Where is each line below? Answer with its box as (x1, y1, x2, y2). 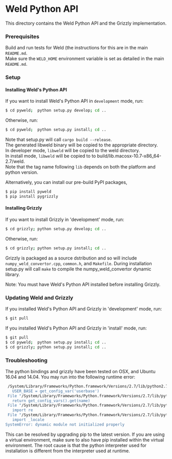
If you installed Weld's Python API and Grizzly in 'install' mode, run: (5, 325, 147, 331)
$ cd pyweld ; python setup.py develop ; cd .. (5, 108, 106, 113)
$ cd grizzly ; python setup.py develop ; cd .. (5, 227, 106, 232)
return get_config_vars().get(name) (12, 398, 91, 403)
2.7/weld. (5, 158, 25, 164)
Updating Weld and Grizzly (5, 294, 73, 301)
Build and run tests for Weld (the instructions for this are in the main (5, 45, 148, 51)
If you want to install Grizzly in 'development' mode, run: (5, 216, 124, 223)
